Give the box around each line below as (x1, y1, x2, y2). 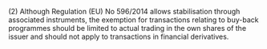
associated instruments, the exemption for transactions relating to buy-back (8, 15, 259, 24)
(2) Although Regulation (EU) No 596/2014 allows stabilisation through (8, 7, 241, 16)
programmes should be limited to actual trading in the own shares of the (8, 24, 247, 32)
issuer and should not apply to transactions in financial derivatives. (8, 32, 229, 41)
